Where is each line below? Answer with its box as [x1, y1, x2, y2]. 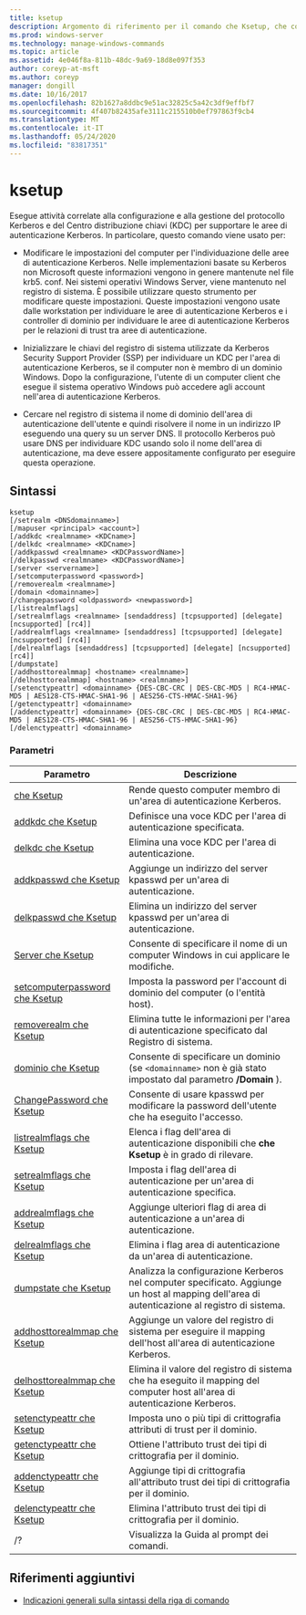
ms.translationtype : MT [9, 115, 100, 124]
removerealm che [14, 1018, 89, 1031]
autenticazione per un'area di [128, 1174, 255, 1187]
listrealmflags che [14, 1130, 90, 1143]
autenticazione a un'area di [128, 1212, 245, 1224]
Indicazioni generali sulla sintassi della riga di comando [22, 1594, 230, 1606]
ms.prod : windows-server [9, 30, 104, 39]
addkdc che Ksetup [14, 815, 97, 828]
